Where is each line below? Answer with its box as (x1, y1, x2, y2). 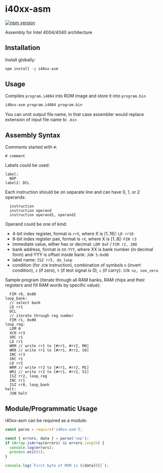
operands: (5, 194, 26, 200)
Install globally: (5, 57, 36, 63)
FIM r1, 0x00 (9, 318, 36, 323)
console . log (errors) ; (9, 445, 54, 450)
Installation (5, 43, 40, 52)
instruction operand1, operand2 (9, 213, 76, 218)
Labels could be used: (5, 162, 50, 168)
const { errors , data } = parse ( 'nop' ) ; (5, 436, 90, 441)
